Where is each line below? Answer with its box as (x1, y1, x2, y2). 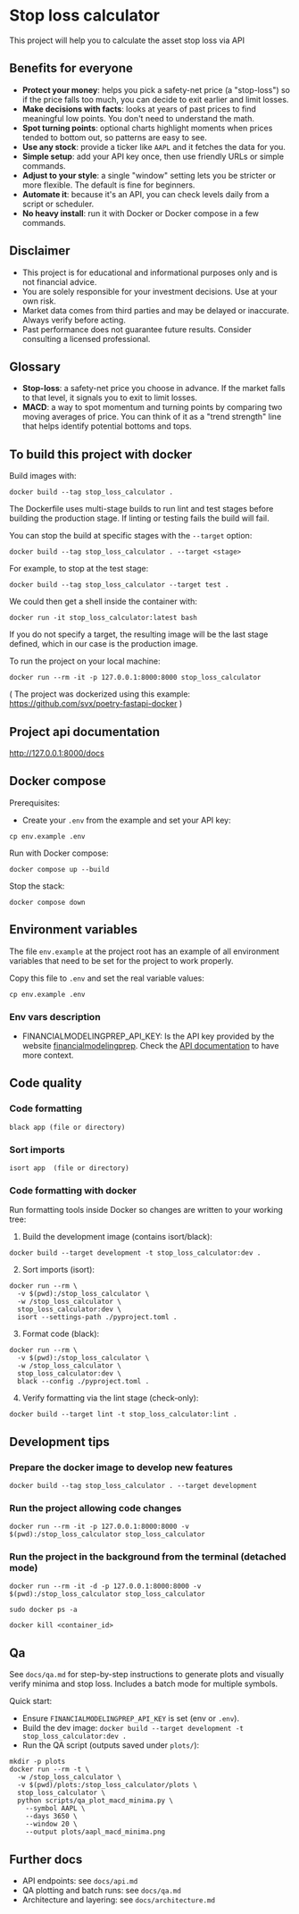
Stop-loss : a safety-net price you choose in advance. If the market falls (21, 383, 286, 394)
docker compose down (9, 898, 87, 907)
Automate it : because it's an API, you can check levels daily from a (21, 188, 270, 199)
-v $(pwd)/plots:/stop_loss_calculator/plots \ (17, 1781, 198, 1790)
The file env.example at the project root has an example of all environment (9, 946, 279, 957)
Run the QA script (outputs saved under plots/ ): (21, 1740, 200, 1751)
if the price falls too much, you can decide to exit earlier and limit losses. (21, 94, 289, 104)
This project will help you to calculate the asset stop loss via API (9, 35, 245, 46)
